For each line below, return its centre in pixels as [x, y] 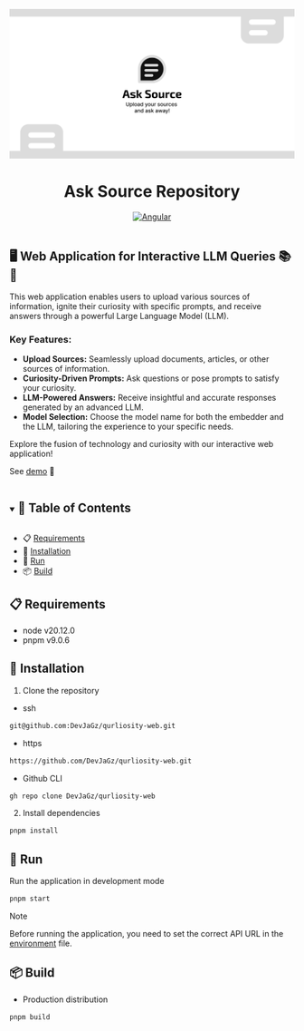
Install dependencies [62, 813]
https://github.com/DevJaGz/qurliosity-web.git [101, 761]
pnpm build [30, 1017]
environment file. [41, 943]
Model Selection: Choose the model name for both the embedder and [153, 417]
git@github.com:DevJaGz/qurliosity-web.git [93, 725]
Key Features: [41, 339]
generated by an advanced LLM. [83, 407]
